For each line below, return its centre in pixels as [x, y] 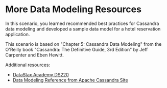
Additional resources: [28, 65]
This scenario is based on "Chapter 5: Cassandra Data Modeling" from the [83, 44]
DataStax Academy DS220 [41, 74]
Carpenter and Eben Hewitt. [34, 55]
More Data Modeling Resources [74, 9]
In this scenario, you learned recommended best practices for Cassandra [82, 23]
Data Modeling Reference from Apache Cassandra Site [70, 80]
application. [18, 34]
